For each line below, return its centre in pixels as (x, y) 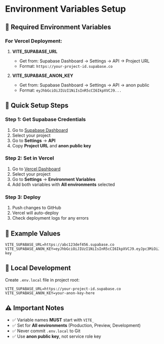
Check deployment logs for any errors (50, 218)
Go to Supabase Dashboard (40, 130)
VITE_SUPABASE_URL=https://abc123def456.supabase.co (60, 244)
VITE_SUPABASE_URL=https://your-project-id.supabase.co (63, 289)
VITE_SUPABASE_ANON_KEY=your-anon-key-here (50, 293)
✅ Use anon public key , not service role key (57, 336)
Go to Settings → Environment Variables (54, 179)
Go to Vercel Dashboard (36, 169)
